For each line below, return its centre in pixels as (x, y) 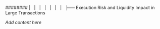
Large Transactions (25, 13)
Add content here (23, 22)
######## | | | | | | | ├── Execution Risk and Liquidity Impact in (80, 8)
